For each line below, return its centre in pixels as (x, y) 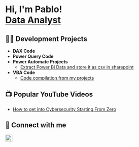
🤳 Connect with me (36, 125)
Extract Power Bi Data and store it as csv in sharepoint (77, 67)
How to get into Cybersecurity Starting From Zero (64, 109)
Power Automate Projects (40, 62)
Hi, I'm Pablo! (34, 9)
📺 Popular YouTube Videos (49, 95)
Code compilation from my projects (57, 78)
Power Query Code (33, 56)
